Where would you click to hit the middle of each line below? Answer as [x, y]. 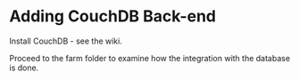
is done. [24, 68]
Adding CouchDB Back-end [113, 16]
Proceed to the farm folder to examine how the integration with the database [150, 58]
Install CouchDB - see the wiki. [66, 41]
